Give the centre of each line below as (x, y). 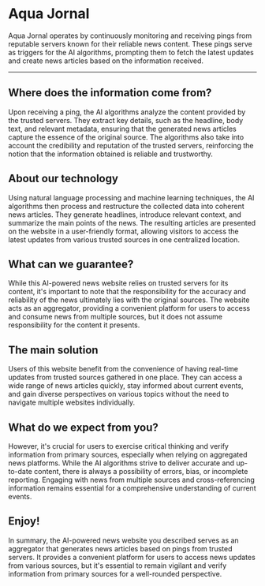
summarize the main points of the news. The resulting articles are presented (132, 222)
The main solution (53, 350)
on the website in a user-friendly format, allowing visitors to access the (123, 231)
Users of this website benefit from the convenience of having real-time (123, 369)
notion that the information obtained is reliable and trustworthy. (110, 154)
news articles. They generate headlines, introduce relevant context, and (125, 215)
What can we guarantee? (71, 264)
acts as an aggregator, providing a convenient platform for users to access (129, 308)
